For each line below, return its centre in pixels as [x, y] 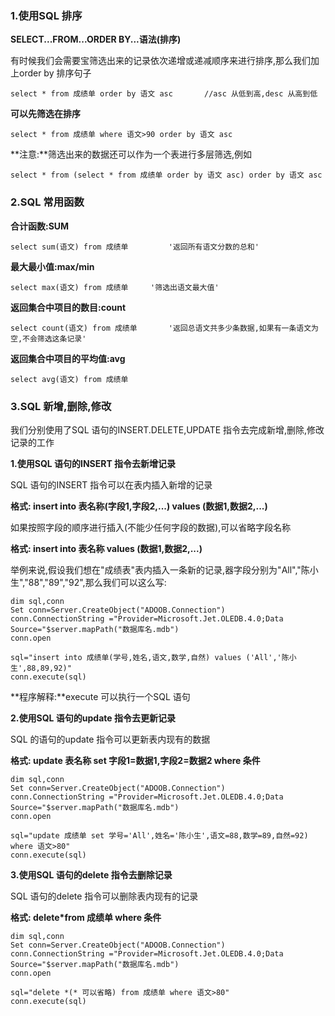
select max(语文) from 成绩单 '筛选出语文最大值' [115, 287]
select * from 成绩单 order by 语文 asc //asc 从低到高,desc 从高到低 [164, 94]
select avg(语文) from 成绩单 [69, 379]
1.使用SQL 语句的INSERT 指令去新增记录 [93, 463]
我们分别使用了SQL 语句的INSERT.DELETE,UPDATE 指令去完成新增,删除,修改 [167, 429]
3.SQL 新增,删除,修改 [61, 406]
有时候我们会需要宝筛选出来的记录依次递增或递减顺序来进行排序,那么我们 [161, 61]
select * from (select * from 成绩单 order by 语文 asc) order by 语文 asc [166, 175]
